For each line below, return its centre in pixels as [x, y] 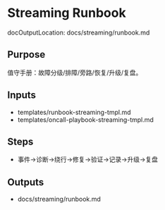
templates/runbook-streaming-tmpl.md [74, 112]
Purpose [26, 55]
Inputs [22, 95]
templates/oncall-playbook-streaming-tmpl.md [85, 119]
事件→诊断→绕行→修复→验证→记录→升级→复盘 [88, 159]
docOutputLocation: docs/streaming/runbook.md [79, 32]
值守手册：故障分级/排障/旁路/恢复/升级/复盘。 [75, 73]
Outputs [26, 182]
